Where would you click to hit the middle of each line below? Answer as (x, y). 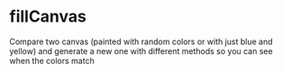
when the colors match (52, 60)
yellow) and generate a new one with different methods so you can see (141, 50)
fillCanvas (48, 17)
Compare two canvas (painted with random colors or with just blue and (141, 41)
